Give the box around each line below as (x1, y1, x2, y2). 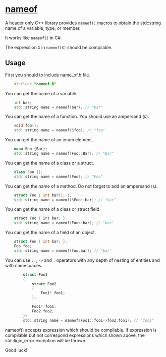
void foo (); (14, 123, 39, 128)
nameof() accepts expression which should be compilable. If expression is (5, 327, 157, 333)
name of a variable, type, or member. (5, 25, 81, 31)
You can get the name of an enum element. (5, 137, 93, 143)
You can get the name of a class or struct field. (5, 206, 101, 212)
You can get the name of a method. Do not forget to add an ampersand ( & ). (5, 183, 158, 189)
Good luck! (5, 347, 28, 353)
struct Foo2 (31, 281, 56, 286)
